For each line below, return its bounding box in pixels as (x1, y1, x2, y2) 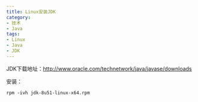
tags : (6, 31, 20, 37)
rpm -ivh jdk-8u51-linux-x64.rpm (6, 89, 90, 96)
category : (6, 14, 31, 20)
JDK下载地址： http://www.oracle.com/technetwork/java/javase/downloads (6, 65, 192, 72)
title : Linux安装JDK (6, 8, 56, 15)
